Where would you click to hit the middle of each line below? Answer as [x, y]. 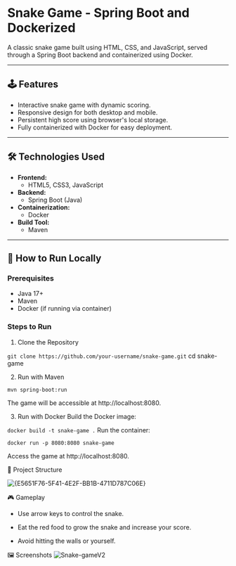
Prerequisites [31, 278]
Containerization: [44, 207]
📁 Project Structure [35, 470]
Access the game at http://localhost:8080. [68, 456]
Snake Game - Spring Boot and [98, 13]
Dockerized [41, 28]
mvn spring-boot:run [38, 390]
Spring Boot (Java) [55, 200]
